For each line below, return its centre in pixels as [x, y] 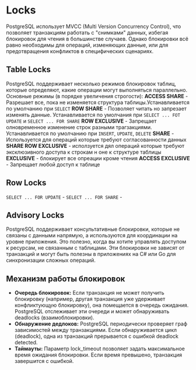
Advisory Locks [35, 215]
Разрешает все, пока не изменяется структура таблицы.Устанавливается [98, 102]
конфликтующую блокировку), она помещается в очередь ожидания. [101, 305]
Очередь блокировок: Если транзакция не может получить [89, 293]
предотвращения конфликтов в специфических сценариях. [80, 51]
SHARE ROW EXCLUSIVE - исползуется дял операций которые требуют [95, 146]
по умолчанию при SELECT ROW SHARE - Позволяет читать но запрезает [96, 108]
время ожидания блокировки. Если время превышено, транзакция [98, 355]
